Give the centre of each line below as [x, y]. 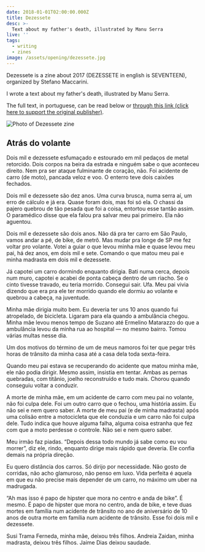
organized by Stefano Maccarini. [48, 82]
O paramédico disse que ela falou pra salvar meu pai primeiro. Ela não [95, 215]
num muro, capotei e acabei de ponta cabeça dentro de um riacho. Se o [97, 278]
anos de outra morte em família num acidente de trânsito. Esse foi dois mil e [102, 518]
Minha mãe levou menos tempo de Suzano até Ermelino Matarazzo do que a [103, 323]
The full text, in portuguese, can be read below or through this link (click [98, 105]
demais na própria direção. [41, 455]
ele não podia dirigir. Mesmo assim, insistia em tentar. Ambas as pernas [97, 372]
